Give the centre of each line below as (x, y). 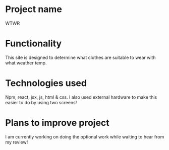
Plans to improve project (57, 123)
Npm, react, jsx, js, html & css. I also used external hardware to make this (81, 97)
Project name (34, 9)
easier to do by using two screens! (41, 102)
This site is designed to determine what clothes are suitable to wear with (80, 57)
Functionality (34, 44)
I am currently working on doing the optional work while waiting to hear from (85, 136)
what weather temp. (26, 63)
